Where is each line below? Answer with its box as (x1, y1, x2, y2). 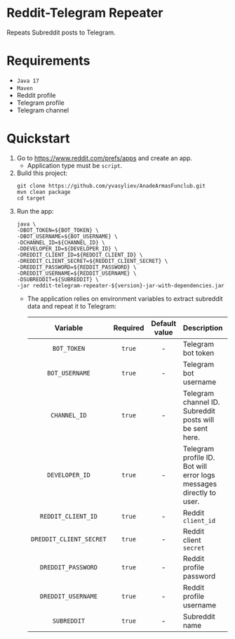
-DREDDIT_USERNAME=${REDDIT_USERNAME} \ (16, 269, 137, 277)
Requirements (6, 53, 90, 69)
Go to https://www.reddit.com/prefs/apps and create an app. (16, 153, 193, 162)
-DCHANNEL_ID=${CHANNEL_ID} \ (16, 239, 106, 246)
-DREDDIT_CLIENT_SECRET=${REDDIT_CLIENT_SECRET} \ (16, 257, 168, 264)
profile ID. (182, 452, 215, 462)
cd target (16, 195, 46, 202)
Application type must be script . (27, 161, 123, 169)
